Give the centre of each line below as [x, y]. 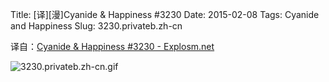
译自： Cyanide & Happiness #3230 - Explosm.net [112, 46]
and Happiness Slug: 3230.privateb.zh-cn [96, 26]
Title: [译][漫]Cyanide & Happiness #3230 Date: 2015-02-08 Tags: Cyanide [165, 14]
